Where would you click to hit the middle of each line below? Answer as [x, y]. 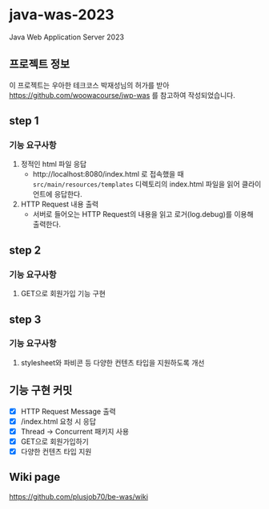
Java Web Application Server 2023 [67, 37]
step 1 [24, 121]
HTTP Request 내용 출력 [60, 204]
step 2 [25, 250]
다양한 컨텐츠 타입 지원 [56, 451]
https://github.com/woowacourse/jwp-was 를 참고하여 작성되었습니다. [122, 95]
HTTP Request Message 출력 [68, 411]
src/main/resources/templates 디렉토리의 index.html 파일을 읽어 [136, 184]
